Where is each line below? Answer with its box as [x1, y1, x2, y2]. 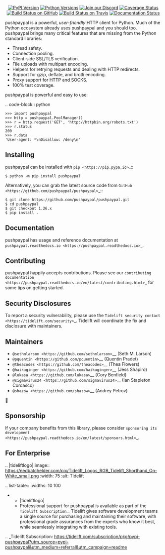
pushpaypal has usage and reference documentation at [5, 237, 118, 243]
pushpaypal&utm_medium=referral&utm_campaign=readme [5, 544, 127, 550]
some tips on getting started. [5, 285, 64, 291]
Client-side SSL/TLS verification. [12, 56, 79, 62]
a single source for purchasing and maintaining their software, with [19, 513, 157, 519]
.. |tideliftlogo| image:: [5, 462, 50, 468]
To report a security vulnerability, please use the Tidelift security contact [5, 313, 161, 319]
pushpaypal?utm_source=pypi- [5, 539, 69, 545]
